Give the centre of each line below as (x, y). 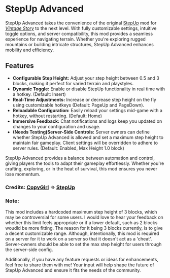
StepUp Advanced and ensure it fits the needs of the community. (73, 270)
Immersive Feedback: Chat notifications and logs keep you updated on (87, 121)
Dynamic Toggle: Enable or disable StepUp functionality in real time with (89, 89)
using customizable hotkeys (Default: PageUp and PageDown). (78, 105)
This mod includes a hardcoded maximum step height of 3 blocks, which (81, 212)
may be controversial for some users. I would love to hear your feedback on (84, 217)
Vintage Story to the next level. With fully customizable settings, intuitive (81, 28)
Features (20, 66)
